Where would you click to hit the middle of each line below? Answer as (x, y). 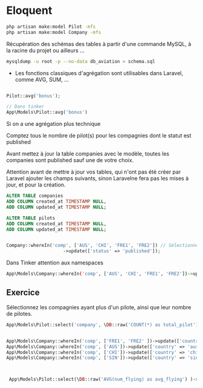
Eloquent (29, 11)
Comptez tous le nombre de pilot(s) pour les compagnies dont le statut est (99, 136)
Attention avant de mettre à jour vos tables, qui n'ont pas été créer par (94, 172)
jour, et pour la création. (36, 185)
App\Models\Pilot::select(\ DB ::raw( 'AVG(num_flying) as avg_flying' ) (98, 380)
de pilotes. (19, 314)
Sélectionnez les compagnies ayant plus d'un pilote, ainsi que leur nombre (99, 307)
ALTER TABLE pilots (31, 218)
